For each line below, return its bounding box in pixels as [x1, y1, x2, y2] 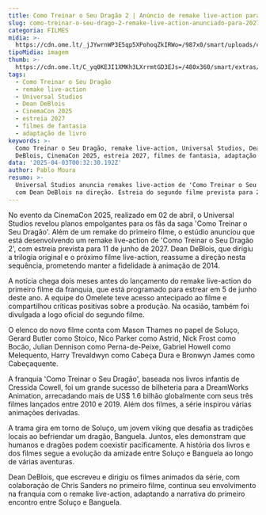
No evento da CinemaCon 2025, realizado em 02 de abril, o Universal [8, 210, 235, 219]
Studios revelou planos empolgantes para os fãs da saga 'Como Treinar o [8, 219, 248, 228]
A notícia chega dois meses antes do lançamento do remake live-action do [8, 276, 252, 285]
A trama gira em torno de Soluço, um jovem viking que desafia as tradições [8, 423, 253, 433]
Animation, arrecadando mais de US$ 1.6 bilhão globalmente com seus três [8, 391, 253, 400]
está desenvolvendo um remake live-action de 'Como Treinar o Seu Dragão [8, 235, 254, 245]
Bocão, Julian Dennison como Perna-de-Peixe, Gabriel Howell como [8, 341, 231, 351]
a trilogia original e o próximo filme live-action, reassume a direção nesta [8, 252, 246, 261]
